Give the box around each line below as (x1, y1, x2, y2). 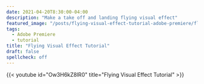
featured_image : (6, 20, 47, 26)
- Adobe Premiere (12, 32, 56, 38)
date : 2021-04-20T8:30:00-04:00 (6, 9, 88, 15)
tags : (6, 26, 20, 32)
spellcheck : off (6, 54, 47, 60)
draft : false (6, 49, 39, 55)
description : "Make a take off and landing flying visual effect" (6, 15, 178, 21)
